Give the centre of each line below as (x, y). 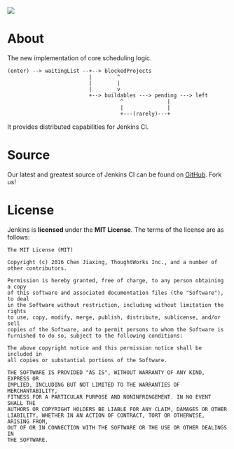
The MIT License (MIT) (40, 250)
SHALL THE (22, 403)
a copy (17, 286)
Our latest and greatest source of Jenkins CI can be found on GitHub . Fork (115, 174)
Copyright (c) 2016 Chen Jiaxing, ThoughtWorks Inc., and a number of (112, 262)
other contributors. (37, 268)
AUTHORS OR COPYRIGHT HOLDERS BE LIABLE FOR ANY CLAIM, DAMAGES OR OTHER (117, 409)
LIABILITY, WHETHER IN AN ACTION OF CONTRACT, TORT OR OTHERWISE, (106, 415)
